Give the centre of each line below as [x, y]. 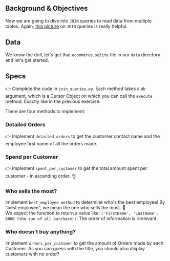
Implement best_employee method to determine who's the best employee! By [85, 202]
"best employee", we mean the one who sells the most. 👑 [65, 208]
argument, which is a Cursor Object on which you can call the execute [79, 96]
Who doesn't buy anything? [40, 232]
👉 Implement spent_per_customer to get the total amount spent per [76, 168]
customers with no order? [33, 254]
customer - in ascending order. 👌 [41, 176]
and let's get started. [27, 60]
